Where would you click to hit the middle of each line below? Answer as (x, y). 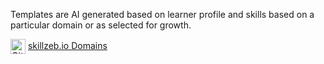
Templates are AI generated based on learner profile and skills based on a (162, 14)
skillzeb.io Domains (67, 45)
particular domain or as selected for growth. (101, 25)
